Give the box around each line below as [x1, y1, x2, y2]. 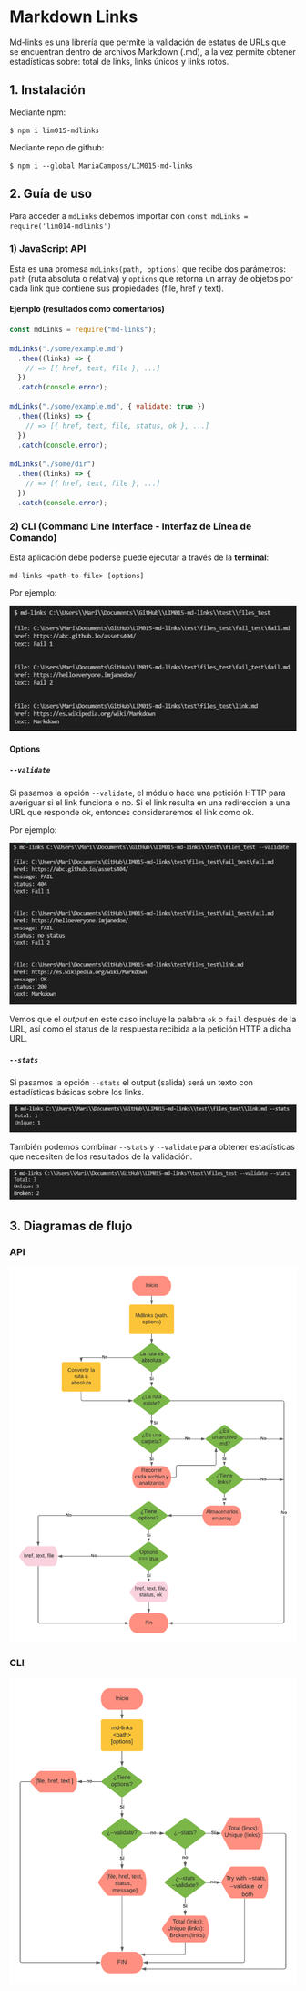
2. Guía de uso [9, 186, 93, 202]
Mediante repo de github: [9, 141, 105, 152]
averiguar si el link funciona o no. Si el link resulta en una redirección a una [9, 796, 291, 808]
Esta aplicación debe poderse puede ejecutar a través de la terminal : [9, 552, 270, 563]
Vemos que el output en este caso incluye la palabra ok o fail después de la [9, 1014, 297, 1025]
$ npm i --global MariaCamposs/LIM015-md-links [9, 161, 194, 171]
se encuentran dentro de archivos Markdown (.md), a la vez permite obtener [9, 46, 296, 57]
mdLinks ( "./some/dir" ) [9, 460, 96, 469]
